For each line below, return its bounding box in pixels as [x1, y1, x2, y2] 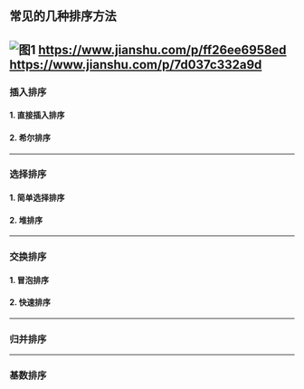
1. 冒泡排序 [9, 274, 50, 285]
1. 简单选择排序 [9, 193, 65, 204]
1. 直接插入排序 [9, 109, 65, 120]
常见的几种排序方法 [9, 8, 117, 24]
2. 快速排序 [9, 297, 52, 308]
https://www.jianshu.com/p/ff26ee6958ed [38, 42, 287, 57]
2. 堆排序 [9, 214, 43, 225]
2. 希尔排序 [9, 132, 52, 143]
